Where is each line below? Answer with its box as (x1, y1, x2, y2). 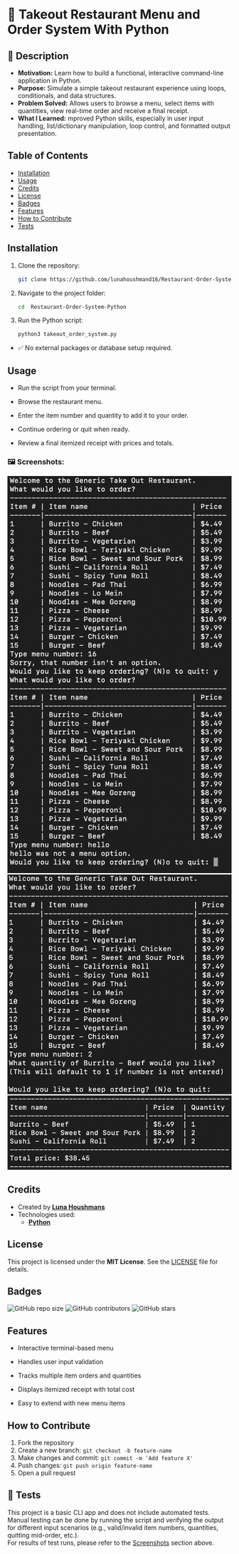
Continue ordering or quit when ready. (17, 425, 130, 433)
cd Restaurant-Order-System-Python (17, 303, 127, 310)
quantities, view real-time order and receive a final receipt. (17, 107, 190, 115)
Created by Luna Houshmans (17, 1202, 105, 1211)
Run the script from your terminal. (17, 384, 117, 392)
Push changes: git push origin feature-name (17, 1461, 153, 1470)
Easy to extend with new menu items (17, 1399, 126, 1407)
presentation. (17, 129, 57, 137)
